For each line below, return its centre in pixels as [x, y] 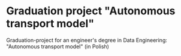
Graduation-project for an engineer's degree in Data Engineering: [87, 40]
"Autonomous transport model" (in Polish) [58, 46]
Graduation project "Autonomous [91, 11]
